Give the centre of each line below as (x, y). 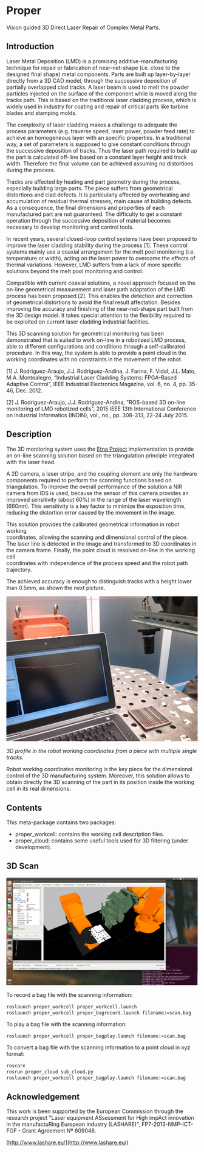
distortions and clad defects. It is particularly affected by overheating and (98, 195)
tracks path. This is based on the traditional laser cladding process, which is (101, 100)
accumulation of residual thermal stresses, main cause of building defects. (100, 201)
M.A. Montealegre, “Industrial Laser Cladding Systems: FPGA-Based (92, 377)
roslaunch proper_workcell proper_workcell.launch (72, 1007)
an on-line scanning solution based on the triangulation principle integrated (100, 455)
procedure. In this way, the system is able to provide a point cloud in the (96, 353)
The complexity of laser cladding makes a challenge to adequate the (92, 125)
